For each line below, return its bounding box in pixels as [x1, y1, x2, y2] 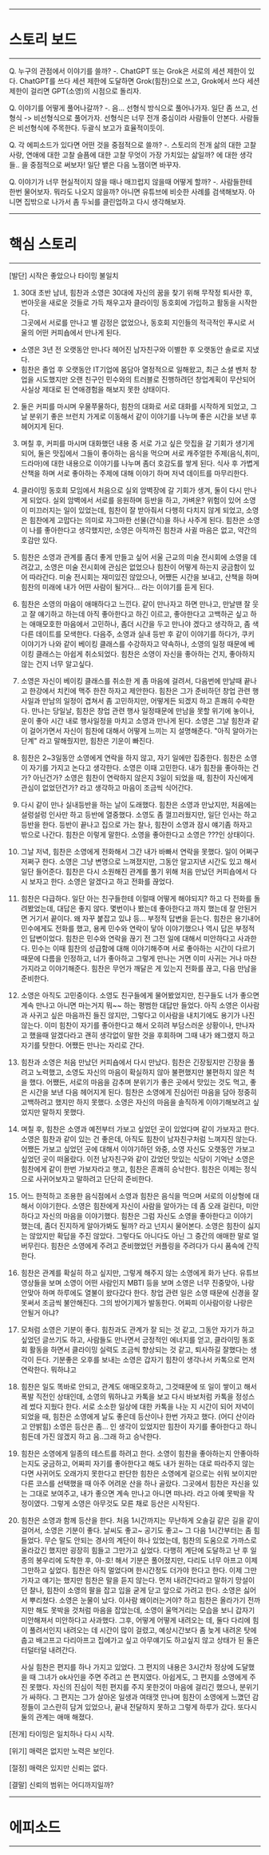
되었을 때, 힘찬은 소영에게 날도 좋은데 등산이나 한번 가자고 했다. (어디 [20, 1411, 234, 1421]
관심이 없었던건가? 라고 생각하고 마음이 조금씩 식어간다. [20, 783, 193, 792]
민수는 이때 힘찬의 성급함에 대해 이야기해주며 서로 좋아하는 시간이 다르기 [31, 943, 255, 953]
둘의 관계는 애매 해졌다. [20, 1712, 94, 1722]
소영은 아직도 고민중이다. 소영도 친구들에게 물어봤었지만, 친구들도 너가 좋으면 [20, 990, 260, 1000]
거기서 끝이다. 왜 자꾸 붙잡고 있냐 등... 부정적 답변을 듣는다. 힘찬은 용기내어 [29, 914, 261, 923]
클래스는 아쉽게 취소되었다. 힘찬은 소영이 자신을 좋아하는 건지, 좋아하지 [35, 648, 255, 659]
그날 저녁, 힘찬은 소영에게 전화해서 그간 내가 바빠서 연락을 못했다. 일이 [20, 846, 238, 856]
